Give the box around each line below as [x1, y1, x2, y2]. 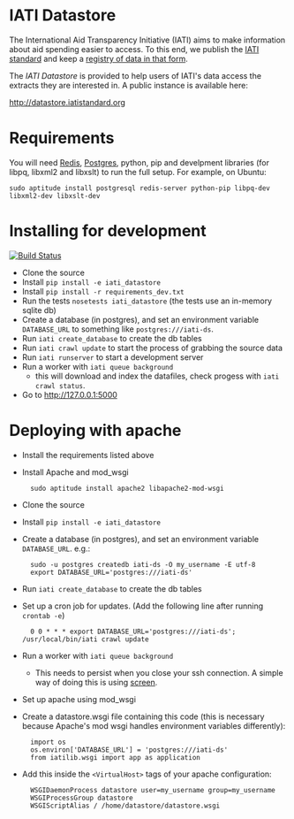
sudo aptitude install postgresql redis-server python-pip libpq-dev [9, 183, 271, 193]
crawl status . [34, 379, 86, 390]
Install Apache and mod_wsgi [21, 466, 130, 478]
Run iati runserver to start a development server [21, 351, 204, 363]
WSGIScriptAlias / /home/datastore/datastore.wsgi [30, 801, 221, 810]
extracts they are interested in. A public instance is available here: [9, 80, 249, 90]
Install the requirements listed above [21, 449, 155, 460]
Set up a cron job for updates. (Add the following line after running [21, 601, 264, 611]
